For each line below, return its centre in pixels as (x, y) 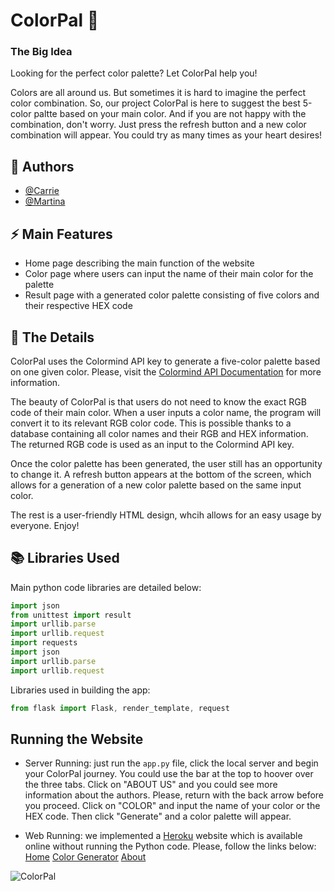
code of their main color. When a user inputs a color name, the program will (166, 412)
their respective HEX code (78, 306)
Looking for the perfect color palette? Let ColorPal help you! (134, 73)
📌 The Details (52, 337)
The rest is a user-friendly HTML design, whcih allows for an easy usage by (166, 515)
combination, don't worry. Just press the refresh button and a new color (158, 125)
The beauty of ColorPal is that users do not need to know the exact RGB (158, 401)
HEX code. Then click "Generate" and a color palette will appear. (158, 816)
